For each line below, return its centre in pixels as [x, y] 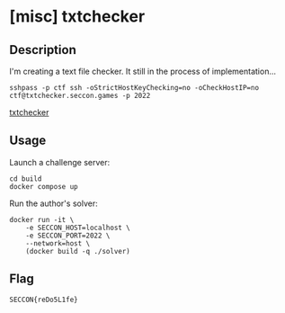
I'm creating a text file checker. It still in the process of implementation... [143, 71]
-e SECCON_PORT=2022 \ [68, 236]
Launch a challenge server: [60, 162]
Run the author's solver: [53, 203]
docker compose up [44, 186]
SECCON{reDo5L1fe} [44, 300]
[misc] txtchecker [77, 17]
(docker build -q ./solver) [78, 251]
